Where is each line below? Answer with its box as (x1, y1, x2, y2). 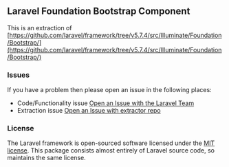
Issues (7, 70, 30, 80)
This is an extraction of (7, 23, 72, 32)
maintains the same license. (7, 154, 86, 162)
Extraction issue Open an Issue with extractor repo (17, 107, 161, 115)
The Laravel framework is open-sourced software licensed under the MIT (7, 139, 215, 147)
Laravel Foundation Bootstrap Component (7, 5, 190, 17)
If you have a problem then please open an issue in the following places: (7, 86, 212, 94)
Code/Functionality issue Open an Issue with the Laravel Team (17, 99, 195, 107)
